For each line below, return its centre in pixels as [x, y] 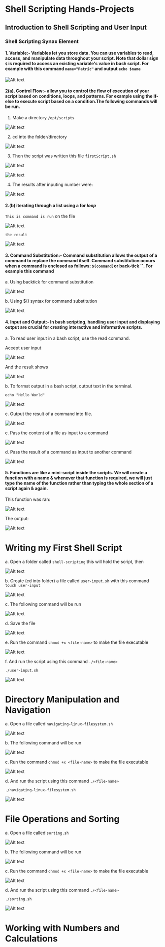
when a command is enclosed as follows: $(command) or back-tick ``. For [79, 266]
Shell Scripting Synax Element [42, 41]
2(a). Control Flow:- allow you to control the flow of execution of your [77, 91]
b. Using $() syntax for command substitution [51, 301]
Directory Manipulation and [62, 699]
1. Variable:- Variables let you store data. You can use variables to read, [79, 53]
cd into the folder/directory [40, 137]
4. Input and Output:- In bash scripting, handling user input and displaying [82, 322]
